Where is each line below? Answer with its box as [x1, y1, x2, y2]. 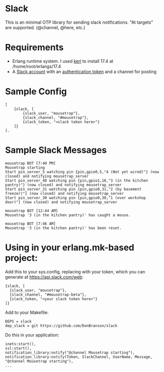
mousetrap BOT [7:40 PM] [5, 161, 56, 166]
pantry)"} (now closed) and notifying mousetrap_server [5, 182, 122, 187]
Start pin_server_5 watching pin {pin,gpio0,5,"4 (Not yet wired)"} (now [5, 169, 160, 174]
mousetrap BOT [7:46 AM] [5, 221, 56, 226]
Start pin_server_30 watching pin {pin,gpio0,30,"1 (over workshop [5, 195, 146, 200]
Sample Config [5, 86, 67, 97]
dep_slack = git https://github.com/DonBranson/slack [5, 323, 118, 328]
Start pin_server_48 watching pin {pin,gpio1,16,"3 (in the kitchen [5, 178, 148, 183]
